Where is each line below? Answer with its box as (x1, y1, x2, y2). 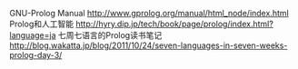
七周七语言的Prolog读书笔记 (57, 30, 163, 40)
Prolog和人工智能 (9, 18, 74, 29)
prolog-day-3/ (9, 50, 63, 60)
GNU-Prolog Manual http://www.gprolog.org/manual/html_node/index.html (9, 8, 289, 18)
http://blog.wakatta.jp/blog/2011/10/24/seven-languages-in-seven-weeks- (9, 40, 288, 51)
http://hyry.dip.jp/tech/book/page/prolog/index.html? (75, 18, 274, 29)
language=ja (9, 30, 56, 40)
